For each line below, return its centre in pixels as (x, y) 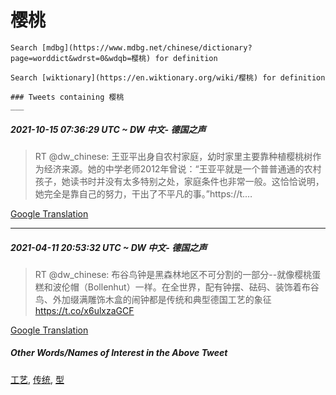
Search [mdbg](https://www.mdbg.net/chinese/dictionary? (131, 47)
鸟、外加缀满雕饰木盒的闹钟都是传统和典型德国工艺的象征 (153, 299)
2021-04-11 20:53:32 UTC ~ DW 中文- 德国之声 (109, 247)
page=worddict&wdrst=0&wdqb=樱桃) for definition (114, 58)
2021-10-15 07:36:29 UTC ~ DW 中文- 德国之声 (108, 129)
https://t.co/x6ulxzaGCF (84, 310)
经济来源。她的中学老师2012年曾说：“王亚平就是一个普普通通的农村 (182, 168)
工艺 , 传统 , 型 (37, 379)
